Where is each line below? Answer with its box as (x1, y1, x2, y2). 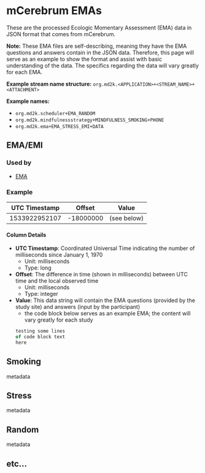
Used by (6, 159, 32, 167)
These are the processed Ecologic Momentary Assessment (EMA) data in (6, 24, 192, 31)
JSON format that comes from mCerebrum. (6, 30, 115, 37)
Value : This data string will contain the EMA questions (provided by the (15, 297, 195, 304)
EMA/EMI (6, 140, 43, 151)
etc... (6, 458, 28, 469)
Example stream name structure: (6, 80, 92, 88)
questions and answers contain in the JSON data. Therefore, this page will (6, 48, 195, 56)
